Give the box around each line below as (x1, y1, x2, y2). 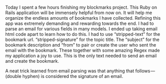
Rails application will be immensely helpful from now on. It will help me (5, 10, 152, 16)
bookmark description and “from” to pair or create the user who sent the (5, 42, 156, 48)
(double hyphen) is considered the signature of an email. (5, 73, 123, 79)
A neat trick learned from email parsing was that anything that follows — (5, 68, 155, 74)
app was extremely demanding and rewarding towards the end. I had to (5, 20, 154, 26)
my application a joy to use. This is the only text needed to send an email (5, 53, 157, 59)
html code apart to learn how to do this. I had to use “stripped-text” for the (5, 31, 160, 37)
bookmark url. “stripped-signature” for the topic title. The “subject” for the (5, 36, 160, 43)
